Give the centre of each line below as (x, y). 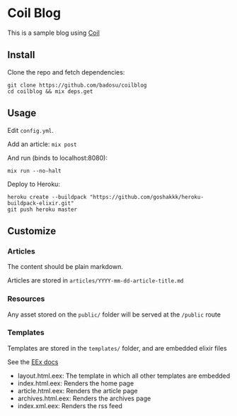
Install (21, 55)
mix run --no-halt (34, 171)
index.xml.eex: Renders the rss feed (70, 405)
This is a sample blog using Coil (54, 33)
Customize (32, 231)
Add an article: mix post (42, 144)
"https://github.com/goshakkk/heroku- (146, 197)
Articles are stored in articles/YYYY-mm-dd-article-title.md (96, 280)
